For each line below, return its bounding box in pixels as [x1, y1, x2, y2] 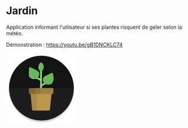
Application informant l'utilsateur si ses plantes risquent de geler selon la [6, 23, 182, 31]
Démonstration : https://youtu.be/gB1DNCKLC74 [6, 41, 123, 48]
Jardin [6, 4, 38, 18]
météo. [6, 29, 23, 36]
